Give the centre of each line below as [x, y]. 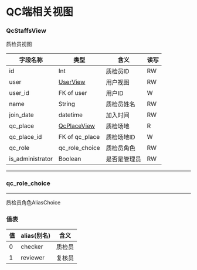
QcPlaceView [77, 126]
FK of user [73, 93]
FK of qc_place [79, 137]
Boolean [70, 159]
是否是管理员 [124, 159]
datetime [71, 115]
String [67, 104]
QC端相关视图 [40, 12]
